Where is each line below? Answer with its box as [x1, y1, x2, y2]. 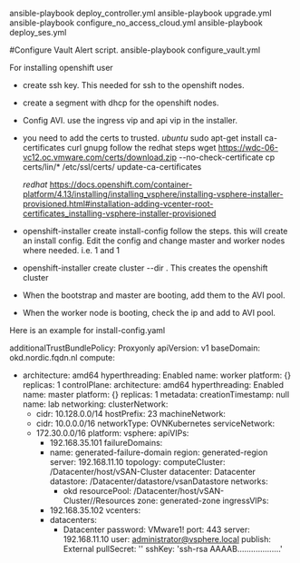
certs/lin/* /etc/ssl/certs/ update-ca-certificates [22, 162, 202, 172]
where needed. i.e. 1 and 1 [22, 245, 121, 255]
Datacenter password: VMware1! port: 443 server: [63, 524, 251, 535]
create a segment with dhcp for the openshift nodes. [22, 97, 219, 108]
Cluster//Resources [63, 495, 136, 506]
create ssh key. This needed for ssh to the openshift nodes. [22, 80, 245, 90]
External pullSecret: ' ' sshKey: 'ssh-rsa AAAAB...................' [63, 544, 283, 554]
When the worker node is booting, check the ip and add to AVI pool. [22, 308, 276, 318]
